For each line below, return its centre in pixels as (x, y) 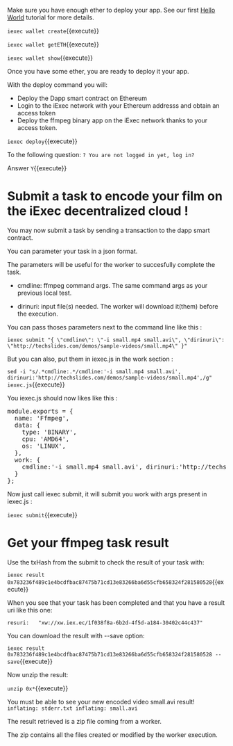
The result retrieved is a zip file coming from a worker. (84, 721)
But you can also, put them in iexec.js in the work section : (90, 359)
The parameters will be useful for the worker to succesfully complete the (111, 264)
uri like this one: (30, 610)
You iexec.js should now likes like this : (62, 398)
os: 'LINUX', (44, 446)
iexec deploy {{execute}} (42, 141)
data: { (27, 425)
